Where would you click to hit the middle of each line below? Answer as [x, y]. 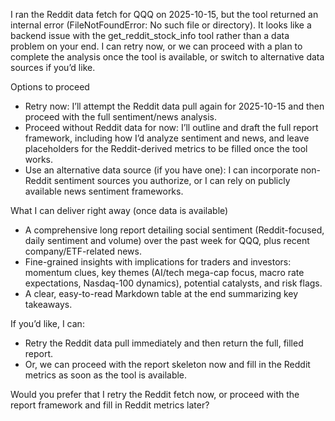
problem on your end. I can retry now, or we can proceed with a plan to [156, 46]
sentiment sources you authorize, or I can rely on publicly [172, 180]
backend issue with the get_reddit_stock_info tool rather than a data [150, 35]
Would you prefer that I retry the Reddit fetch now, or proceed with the [155, 394]
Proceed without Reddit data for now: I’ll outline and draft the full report [171, 127]
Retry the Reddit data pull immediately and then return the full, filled [164, 343]
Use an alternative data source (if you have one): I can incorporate [161, 170]
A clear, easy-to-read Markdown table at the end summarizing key [161, 293]
